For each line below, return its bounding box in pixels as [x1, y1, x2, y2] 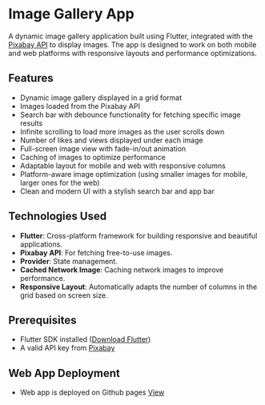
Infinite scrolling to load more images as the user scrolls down [19, 126, 225, 136]
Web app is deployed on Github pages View [19, 387, 165, 397]
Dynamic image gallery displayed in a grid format [19, 93, 183, 102]
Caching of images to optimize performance [19, 152, 166, 162]
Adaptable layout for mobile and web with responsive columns [19, 161, 226, 170]
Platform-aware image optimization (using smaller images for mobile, [19, 169, 248, 178]
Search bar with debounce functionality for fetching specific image [19, 110, 242, 119]
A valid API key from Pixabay [19, 343, 115, 353]
